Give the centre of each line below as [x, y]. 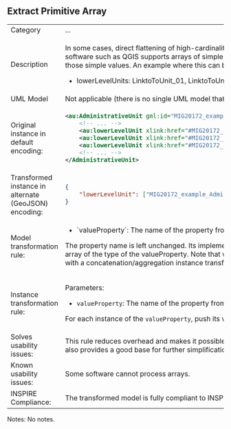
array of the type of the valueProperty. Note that [143, 254]
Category [26, 30]
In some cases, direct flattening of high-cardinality [147, 48]
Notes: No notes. [31, 419]
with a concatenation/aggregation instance [134, 262]
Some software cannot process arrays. [128, 373]
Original [23, 125]
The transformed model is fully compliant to [135, 397]
